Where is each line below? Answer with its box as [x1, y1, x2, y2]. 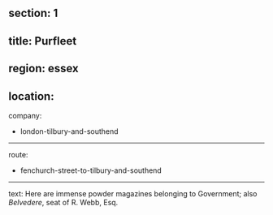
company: [8, 110, 42, 120]
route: [8, 149, 28, 159]
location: [8, 89, 54, 103]
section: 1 [8, 6, 58, 20]
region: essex [8, 62, 79, 75]
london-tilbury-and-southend [19, 126, 119, 136]
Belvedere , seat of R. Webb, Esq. [8, 197, 119, 207]
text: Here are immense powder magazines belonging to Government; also [8, 188, 258, 198]
